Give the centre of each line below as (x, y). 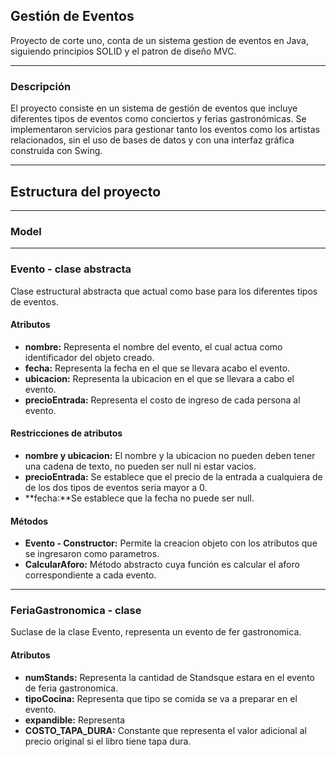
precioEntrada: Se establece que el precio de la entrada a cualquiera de (173, 476)
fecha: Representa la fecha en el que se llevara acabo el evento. (157, 368)
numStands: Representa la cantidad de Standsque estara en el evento (169, 677)
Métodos (29, 521)
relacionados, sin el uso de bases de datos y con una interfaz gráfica (152, 140)
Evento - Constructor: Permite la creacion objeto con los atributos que (171, 543)
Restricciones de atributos (66, 433)
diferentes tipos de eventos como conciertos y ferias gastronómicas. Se (158, 119)
